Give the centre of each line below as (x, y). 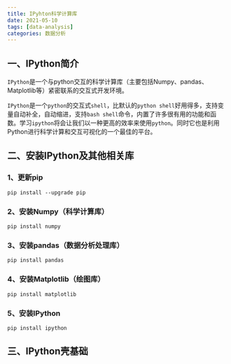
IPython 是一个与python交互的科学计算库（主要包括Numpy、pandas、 (107, 82)
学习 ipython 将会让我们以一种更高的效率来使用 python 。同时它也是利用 (120, 123)
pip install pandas (36, 260)
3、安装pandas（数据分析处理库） (65, 245)
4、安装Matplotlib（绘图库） (56, 279)
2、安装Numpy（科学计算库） (58, 211)
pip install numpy (34, 227)
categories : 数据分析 (37, 33)
